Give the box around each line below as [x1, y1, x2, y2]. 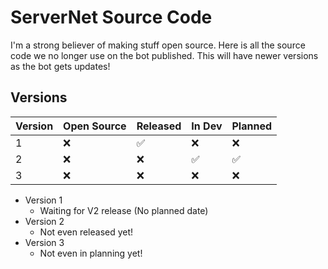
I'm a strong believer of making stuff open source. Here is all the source [10, 39, 306, 51]
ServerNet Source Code [10, 6, 213, 29]
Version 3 [24, 236, 65, 248]
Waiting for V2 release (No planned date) [39, 204, 209, 216]
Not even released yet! [39, 226, 134, 238]
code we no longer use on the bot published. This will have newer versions [10, 49, 319, 61]
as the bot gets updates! [10, 60, 111, 72]
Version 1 [24, 194, 63, 206]
